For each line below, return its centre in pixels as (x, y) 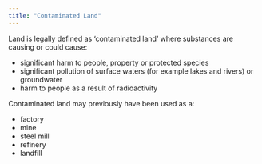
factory (32, 119)
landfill (31, 153)
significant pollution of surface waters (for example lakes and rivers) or (137, 71)
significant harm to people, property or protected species (114, 62)
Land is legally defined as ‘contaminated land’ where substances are (121, 38)
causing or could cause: (48, 47)
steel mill (34, 136)
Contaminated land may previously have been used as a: (101, 103)
